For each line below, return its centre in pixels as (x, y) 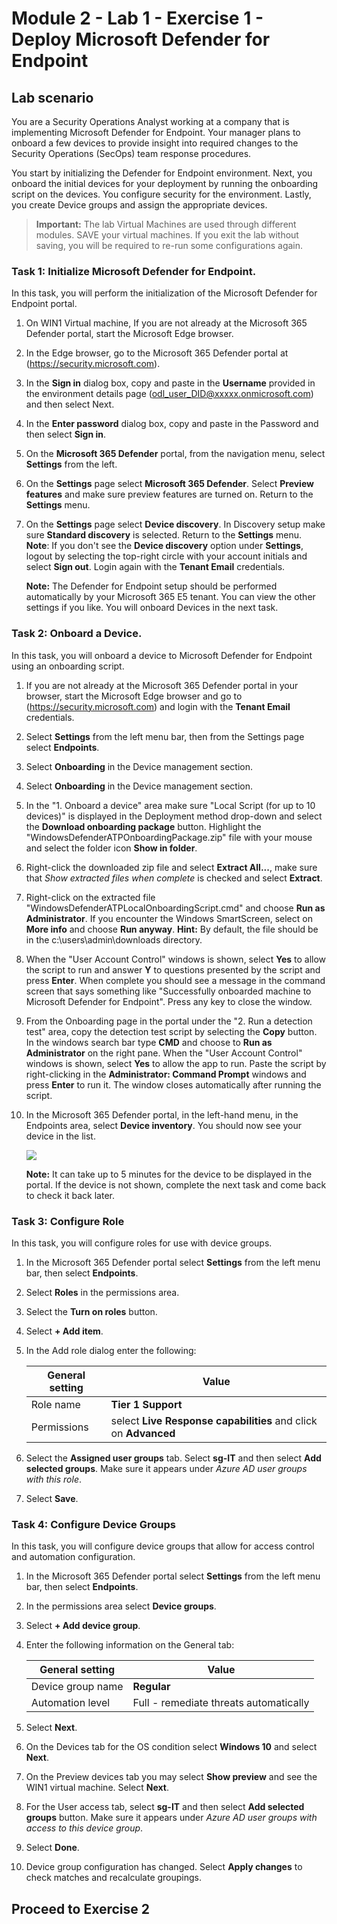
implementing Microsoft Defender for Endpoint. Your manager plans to (156, 132)
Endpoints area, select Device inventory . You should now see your (164, 1125)
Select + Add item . (64, 1331)
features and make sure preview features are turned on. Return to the (169, 494)
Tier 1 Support (146, 1404)
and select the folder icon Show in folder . (111, 848)
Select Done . (52, 1848)
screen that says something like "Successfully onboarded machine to (168, 991)
